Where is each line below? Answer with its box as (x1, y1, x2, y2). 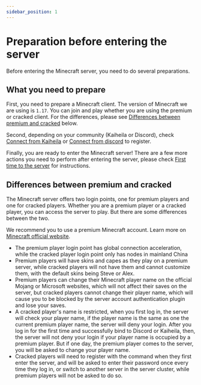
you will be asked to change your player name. (14, 347, 131, 354)
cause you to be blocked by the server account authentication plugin (14, 296, 185, 303)
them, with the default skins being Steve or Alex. (14, 270, 135, 277)
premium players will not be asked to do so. (14, 372, 123, 379)
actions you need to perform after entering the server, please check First (6, 156, 186, 163)
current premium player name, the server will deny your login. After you (14, 321, 192, 328)
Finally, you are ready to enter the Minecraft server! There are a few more (6, 150, 188, 157)
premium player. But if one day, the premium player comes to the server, (14, 340, 194, 347)
